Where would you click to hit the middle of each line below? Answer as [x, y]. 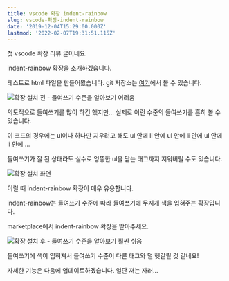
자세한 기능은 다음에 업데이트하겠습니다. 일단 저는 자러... [83, 271]
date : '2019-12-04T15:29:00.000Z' [57, 26]
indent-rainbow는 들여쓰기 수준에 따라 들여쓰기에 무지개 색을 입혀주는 [102, 203]
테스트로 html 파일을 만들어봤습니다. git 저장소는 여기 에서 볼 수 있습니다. [104, 83]
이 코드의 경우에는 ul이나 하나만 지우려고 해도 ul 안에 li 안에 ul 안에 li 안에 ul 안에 [115, 136]
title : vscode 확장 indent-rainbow [57, 13]
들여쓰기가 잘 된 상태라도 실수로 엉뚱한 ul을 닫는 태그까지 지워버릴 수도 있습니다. [115, 159]
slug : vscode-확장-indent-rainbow [55, 20]
